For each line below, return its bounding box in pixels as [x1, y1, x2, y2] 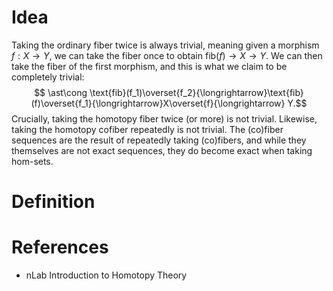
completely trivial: [11, 71, 85, 83]
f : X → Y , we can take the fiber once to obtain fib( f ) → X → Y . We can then [11, 49, 323, 61]
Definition [11, 191, 96, 213]
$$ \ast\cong [34, 86, 88, 98]
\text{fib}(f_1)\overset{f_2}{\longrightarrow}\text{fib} [89, 86, 304, 98]
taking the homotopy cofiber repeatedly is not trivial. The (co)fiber [11, 123, 284, 135]
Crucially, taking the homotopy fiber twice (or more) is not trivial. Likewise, [11, 112, 318, 125]
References [11, 236, 109, 259]
